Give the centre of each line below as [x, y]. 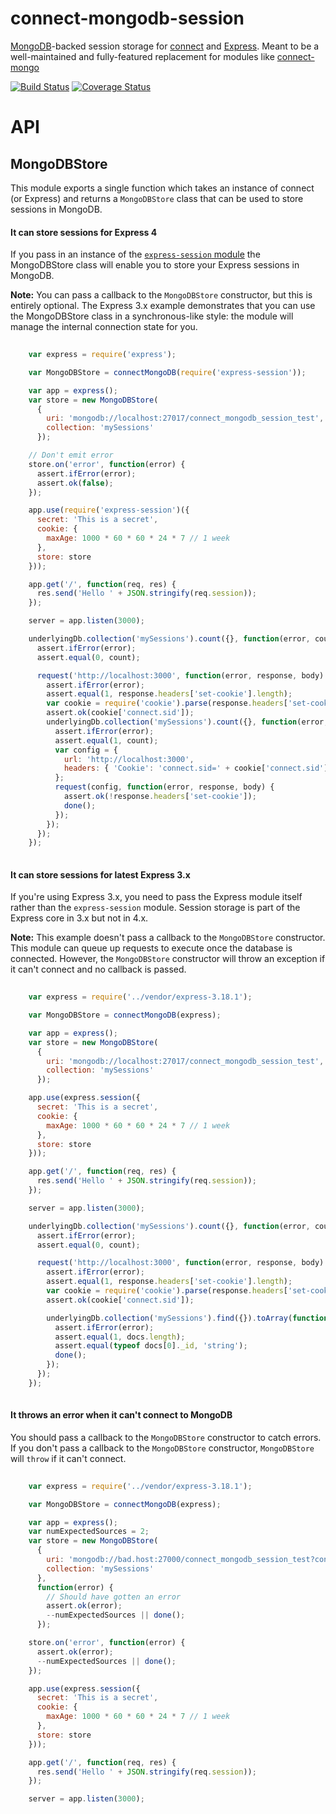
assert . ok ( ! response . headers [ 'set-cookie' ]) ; [160, 797]
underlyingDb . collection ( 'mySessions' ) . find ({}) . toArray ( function [187, 1318]
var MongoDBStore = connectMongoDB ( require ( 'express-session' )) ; [167, 372]
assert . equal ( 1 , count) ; [106, 740]
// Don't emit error [71, 455]
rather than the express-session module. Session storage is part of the [155, 908]
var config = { [86, 750]
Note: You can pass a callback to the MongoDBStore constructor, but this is [161, 295]
